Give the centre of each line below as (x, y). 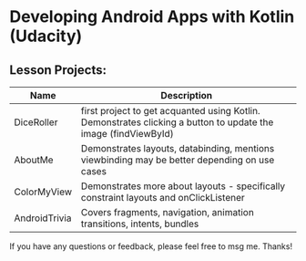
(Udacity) (46, 36)
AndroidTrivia (43, 218)
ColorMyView (43, 192)
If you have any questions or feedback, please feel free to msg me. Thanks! (151, 246)
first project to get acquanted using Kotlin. (171, 111)
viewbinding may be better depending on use (178, 160)
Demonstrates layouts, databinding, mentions (178, 148)
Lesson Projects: (58, 70)
